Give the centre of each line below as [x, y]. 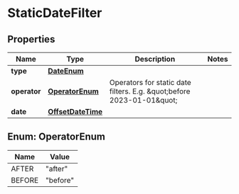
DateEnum [66, 71]
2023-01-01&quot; [143, 100]
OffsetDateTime [75, 112]
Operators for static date [150, 82]
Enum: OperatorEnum [56, 137]
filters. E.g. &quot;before [150, 91]
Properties [31, 39]
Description [155, 59]
